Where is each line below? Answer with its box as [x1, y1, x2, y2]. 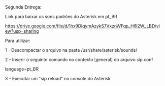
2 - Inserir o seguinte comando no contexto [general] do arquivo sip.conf [5, 57, 154, 63]
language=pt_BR [5, 66, 39, 72]
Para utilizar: [5, 38, 31, 43]
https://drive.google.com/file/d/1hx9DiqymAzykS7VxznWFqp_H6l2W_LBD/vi [5, 23, 160, 29]
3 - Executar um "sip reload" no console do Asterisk [5, 76, 111, 81]
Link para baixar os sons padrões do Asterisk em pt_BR [5, 14, 117, 19]
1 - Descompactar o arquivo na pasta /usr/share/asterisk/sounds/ [5, 47, 137, 53]
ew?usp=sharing [5, 28, 39, 34]
